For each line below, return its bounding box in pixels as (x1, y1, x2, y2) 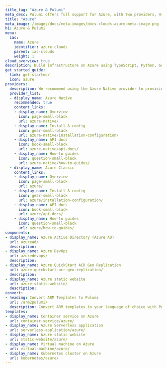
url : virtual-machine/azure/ (9, 346, 70, 351)
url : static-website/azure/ (9, 337, 68, 342)
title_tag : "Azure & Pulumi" (5, 7, 66, 12)
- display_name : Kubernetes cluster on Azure (5, 351, 101, 356)
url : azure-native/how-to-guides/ (18, 160, 90, 165)
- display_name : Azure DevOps (5, 249, 68, 254)
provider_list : (9, 91, 41, 96)
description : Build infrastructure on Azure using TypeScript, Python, (5, 63, 157, 68)
